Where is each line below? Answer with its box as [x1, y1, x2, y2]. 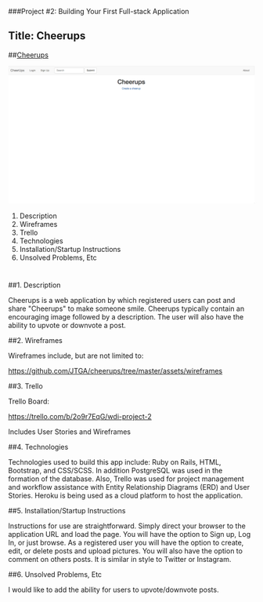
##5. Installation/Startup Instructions [8, 506, 126, 516]
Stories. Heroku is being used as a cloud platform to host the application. [8, 491, 243, 501]
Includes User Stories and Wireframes [8, 427, 131, 436]
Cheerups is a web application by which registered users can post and [8, 296, 236, 305]
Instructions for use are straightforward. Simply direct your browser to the [8, 521, 247, 531]
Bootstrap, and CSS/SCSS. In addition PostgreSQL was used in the [8, 466, 223, 476]
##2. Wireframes [8, 336, 63, 345]
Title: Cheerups [8, 29, 86, 42]
